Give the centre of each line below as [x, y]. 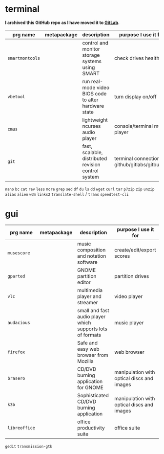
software [87, 262]
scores [122, 256]
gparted [16, 276]
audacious [19, 322]
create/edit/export [135, 250]
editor [84, 282]
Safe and [88, 342]
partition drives [132, 276]
